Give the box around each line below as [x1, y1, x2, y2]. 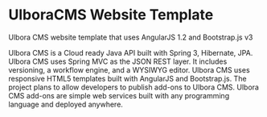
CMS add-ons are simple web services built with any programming [8, 90, 230, 100]
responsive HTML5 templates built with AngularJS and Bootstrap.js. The [8, 73, 247, 83]
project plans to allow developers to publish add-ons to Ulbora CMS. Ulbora [8, 82, 260, 92]
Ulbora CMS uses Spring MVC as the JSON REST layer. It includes [8, 56, 228, 66]
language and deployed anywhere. [8, 99, 123, 109]
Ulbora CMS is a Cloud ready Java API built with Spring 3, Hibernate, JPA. [8, 48, 253, 57]
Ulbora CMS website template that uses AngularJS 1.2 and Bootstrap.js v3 [8, 32, 253, 42]
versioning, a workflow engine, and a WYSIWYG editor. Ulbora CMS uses [8, 65, 251, 74]
